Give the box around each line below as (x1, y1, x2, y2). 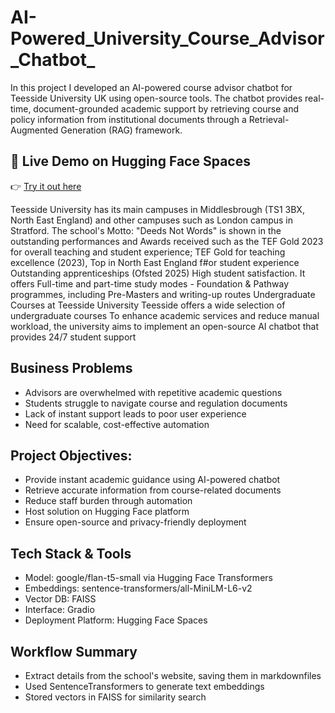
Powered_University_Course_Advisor (10, 27, 325, 50)
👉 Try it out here (10, 180, 82, 192)
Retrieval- (248, 113, 290, 125)
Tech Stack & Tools (10, 545, 132, 562)
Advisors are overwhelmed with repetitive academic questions (24, 386, 283, 398)
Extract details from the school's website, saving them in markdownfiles (24, 670, 322, 681)
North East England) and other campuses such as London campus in (10, 214, 294, 226)
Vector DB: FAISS (24, 593, 97, 605)
